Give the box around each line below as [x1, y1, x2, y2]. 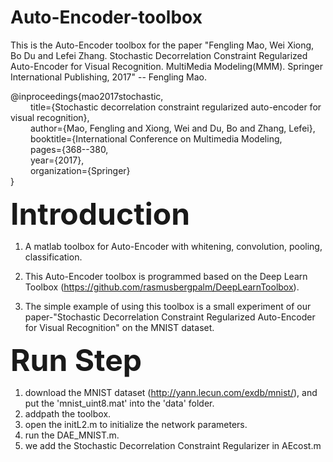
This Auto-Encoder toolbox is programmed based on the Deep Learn [24, 270, 308, 282]
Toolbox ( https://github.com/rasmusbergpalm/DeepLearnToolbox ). [24, 281, 300, 293]
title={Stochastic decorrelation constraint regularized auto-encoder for [29, 101, 322, 113]
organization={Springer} [29, 164, 131, 176]
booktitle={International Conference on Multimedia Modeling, [29, 132, 283, 145]
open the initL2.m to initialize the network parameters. [24, 418, 248, 430]
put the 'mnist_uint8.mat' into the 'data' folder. [24, 397, 215, 409]
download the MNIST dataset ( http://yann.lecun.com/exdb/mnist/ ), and [24, 386, 318, 398]
